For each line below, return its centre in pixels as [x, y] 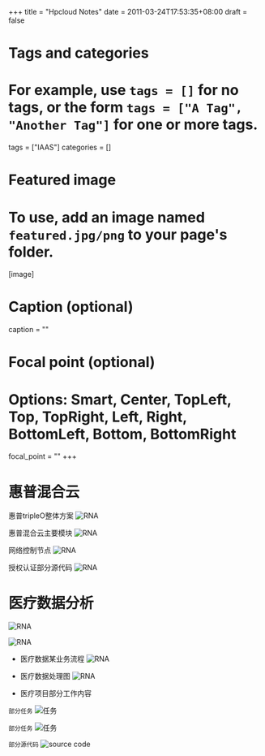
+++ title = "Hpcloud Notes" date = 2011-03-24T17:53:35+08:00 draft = [128, 12]
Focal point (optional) [82, 363]
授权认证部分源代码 [41, 568]
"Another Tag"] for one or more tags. [133, 125]
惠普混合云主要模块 [41, 533]
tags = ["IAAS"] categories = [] [60, 147]
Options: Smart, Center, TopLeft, [120, 399]
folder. [31, 252]
